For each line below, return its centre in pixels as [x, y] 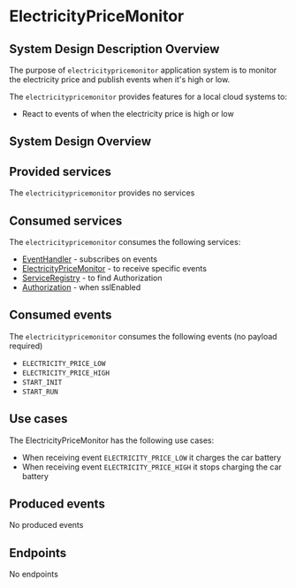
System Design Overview [80, 142]
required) [26, 346]
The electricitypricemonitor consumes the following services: [125, 242]
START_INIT [42, 382]
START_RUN [40, 392]
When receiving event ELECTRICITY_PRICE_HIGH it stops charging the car [152, 467]
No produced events [46, 525]
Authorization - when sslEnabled [81, 287]
